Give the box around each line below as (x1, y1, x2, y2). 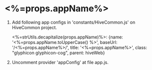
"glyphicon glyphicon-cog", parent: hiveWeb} (11, 50, 105, 56)
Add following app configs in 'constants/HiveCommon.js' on (11, 19, 136, 25)
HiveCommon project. (11, 24, 57, 30)
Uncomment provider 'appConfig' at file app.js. (11, 59, 109, 65)
